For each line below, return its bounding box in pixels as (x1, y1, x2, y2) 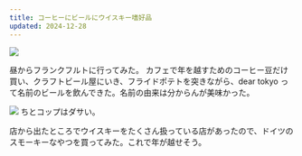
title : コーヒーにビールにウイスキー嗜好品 (9, 13, 152, 23)
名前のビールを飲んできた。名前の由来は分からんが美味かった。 (16, 87, 255, 97)
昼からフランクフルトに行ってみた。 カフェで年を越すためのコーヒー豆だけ (9, 64, 289, 75)
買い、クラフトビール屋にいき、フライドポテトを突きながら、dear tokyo (9, 76, 278, 87)
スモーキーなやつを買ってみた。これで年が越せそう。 (9, 136, 207, 147)
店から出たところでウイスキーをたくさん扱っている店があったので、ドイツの (9, 125, 294, 136)
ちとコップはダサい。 (20, 106, 100, 117)
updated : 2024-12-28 (9, 22, 88, 31)
